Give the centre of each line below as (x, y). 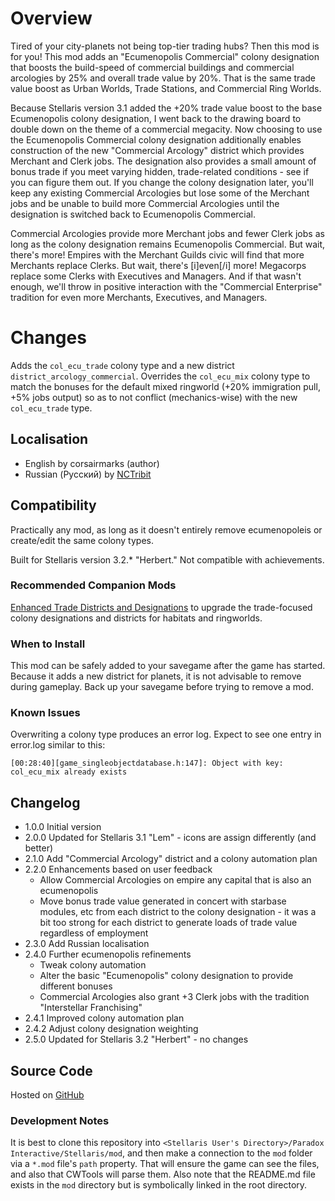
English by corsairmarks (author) (92, 463)
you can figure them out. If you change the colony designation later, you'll (162, 182)
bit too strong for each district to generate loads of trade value (168, 923)
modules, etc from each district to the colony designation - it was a (178, 912)
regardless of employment (94, 933)
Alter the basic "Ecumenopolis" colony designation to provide (166, 976)
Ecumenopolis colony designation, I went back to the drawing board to (156, 118)
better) (39, 848)
